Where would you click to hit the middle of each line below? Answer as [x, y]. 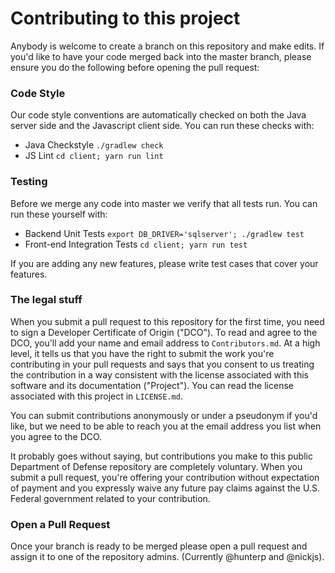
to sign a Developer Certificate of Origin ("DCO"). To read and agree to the [164, 332]
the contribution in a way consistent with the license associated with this [159, 374]
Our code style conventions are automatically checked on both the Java [158, 115]
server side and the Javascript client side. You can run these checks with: [162, 126]
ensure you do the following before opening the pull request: [135, 67]
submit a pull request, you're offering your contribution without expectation [165, 477]
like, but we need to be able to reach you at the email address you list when [166, 426]
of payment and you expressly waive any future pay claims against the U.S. [165, 488]
